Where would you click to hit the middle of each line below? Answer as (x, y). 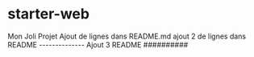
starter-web (49, 14)
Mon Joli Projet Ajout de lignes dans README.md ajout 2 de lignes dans (127, 36)
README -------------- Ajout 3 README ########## (98, 44)
